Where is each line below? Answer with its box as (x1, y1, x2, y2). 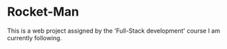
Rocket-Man (7, 4, 79, 20)
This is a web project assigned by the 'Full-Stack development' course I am (7, 27, 220, 35)
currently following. (7, 33, 62, 42)
